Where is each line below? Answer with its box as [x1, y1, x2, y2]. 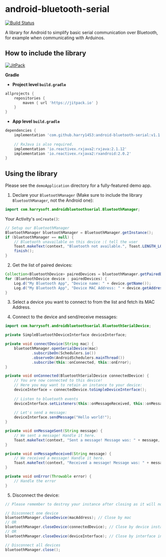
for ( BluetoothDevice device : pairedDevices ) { [5, 276, 107, 281]
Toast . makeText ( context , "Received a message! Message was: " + [14, 460, 149, 465]
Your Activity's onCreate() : [5, 216, 60, 222]
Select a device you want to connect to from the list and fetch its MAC [12, 299, 155, 305]
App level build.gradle [12, 118, 60, 124]
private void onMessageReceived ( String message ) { [5, 451, 112, 456]
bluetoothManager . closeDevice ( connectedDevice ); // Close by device [5, 524, 149, 530]
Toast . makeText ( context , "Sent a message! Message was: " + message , [14, 438, 161, 443]
